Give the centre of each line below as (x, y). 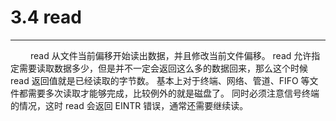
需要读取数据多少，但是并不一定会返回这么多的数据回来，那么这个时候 (163, 68)
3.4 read (46, 17)
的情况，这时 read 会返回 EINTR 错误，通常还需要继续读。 (129, 105)
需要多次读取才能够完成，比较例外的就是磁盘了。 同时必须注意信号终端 (173, 93)
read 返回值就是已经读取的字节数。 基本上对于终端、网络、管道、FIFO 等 (160, 80)
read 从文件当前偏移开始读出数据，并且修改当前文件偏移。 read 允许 (170, 55)
